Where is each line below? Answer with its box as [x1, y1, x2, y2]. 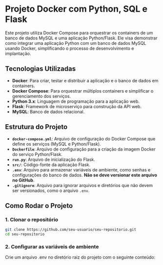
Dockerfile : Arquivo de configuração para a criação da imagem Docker [12, 146, 156, 152]
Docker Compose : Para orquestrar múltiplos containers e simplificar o [12, 88, 154, 94]
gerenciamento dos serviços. [12, 93, 71, 99]
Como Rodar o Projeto [5, 201, 73, 210]
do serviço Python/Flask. [12, 151, 62, 157]
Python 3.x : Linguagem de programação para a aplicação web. [12, 98, 140, 104]
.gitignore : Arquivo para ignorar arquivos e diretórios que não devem [12, 182, 153, 188]
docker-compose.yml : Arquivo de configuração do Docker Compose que [12, 135, 156, 142]
